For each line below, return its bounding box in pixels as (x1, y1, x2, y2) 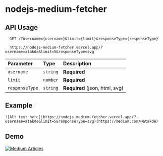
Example (5, 102, 33, 110)
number (43, 77, 58, 83)
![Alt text (5, 114, 28, 119)
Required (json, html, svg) (63, 85, 124, 91)
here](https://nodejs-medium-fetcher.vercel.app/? (29, 114, 136, 119)
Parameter (7, 60, 33, 67)
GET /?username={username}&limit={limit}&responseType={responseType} (9, 36, 159, 41)
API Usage (5, 23, 38, 32)
